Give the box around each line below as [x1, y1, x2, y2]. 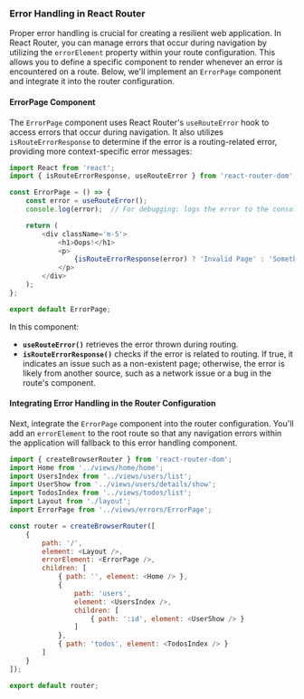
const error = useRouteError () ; [25, 196, 147, 206]
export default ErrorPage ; [9, 304, 111, 314]
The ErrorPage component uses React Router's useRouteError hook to [9, 117, 270, 128]
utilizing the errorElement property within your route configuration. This [9, 47, 276, 58]
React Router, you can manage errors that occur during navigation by [9, 37, 267, 48]
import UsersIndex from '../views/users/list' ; [9, 472, 193, 481]
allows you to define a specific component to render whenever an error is [9, 57, 283, 68]
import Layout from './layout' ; [9, 497, 131, 506]
